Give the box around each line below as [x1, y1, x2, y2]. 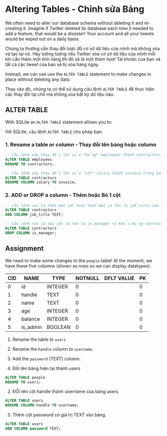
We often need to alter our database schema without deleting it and [5, 20, 143, 26]
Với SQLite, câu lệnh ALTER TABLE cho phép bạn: [5, 129, 103, 135]
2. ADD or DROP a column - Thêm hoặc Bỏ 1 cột [5, 192, 121, 199]
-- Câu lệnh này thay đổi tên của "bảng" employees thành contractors [5, 152, 162, 157]
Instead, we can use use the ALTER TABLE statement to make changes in [5, 71, 152, 77]
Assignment [5, 244, 44, 253]
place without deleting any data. [5, 76, 71, 82]
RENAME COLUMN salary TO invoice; [5, 180, 77, 185]
